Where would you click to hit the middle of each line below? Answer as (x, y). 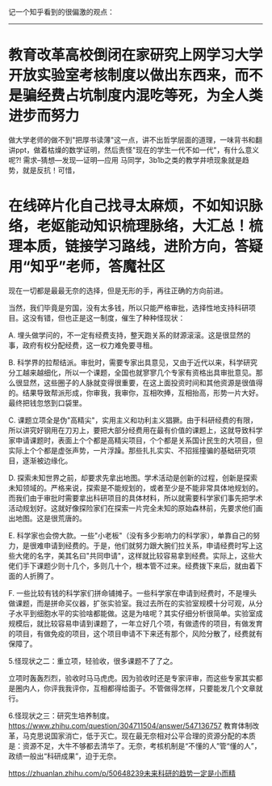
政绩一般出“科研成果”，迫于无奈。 (65, 756)
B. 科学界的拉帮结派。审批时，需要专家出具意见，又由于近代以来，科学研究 (133, 362)
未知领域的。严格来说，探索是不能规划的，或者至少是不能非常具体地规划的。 (136, 487)
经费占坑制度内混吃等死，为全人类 (150, 96)
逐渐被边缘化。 (47, 461)
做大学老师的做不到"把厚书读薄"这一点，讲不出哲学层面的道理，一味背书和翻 (136, 139)
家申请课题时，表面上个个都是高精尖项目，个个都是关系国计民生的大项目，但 (136, 440)
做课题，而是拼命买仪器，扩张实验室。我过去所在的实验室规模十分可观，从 (132, 603)
